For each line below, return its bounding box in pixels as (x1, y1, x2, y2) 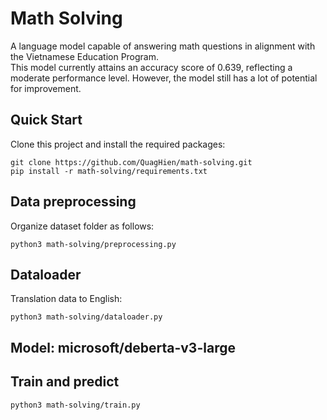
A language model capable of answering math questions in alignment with (10, 40, 316, 52)
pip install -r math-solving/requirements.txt (10, 166, 208, 176)
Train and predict (10, 373, 120, 391)
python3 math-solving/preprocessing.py (10, 239, 177, 249)
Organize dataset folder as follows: (10, 220, 155, 232)
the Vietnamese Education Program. (10, 50, 160, 62)
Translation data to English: (10, 293, 123, 305)
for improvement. (10, 82, 82, 94)
